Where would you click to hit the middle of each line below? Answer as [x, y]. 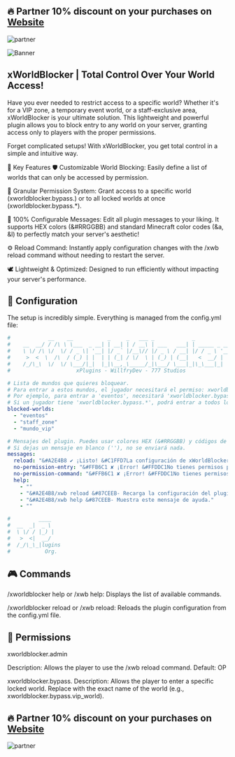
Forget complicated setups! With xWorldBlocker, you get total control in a [113, 145]
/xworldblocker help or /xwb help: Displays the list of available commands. [114, 594]
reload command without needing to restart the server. [86, 255]
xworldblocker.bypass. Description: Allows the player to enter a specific [111, 682]
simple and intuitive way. [43, 153]
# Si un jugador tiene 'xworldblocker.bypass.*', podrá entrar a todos [114, 403]
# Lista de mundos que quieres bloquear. [69, 383]
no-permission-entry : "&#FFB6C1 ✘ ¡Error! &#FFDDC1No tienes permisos [119, 468]
